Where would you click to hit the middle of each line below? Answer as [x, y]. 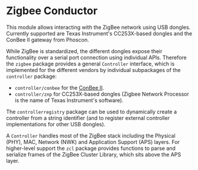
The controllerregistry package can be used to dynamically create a [92, 112]
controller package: [32, 76]
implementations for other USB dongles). [56, 124]
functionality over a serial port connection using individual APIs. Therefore [97, 57]
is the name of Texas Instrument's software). [69, 100]
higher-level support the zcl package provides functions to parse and [91, 148]
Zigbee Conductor [52, 11]
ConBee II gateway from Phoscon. [48, 40]
